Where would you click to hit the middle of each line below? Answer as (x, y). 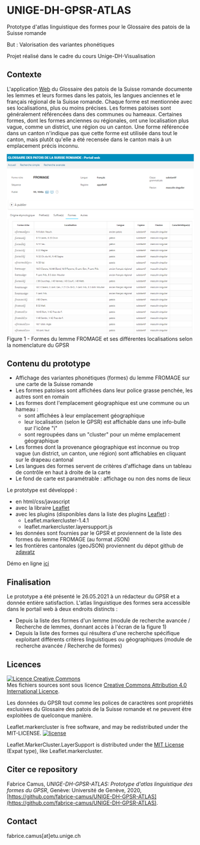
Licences (24, 664)
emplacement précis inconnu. (43, 145)
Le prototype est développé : (42, 490)
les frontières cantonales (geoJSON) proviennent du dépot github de (99, 546)
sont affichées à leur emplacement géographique (84, 416)
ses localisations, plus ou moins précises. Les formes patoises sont (89, 108)
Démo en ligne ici (28, 563)
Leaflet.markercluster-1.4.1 (56, 521)
